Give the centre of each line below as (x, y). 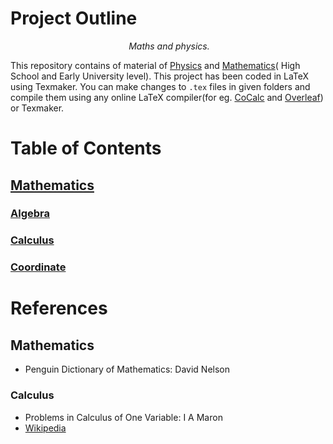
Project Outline (74, 18)
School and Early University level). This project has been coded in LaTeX (160, 76)
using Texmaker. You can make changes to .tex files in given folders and (160, 86)
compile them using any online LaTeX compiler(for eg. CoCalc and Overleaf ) (167, 97)
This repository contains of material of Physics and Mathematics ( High (155, 65)
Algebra (30, 214)
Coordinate (38, 267)
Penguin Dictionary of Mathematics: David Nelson (127, 369)
